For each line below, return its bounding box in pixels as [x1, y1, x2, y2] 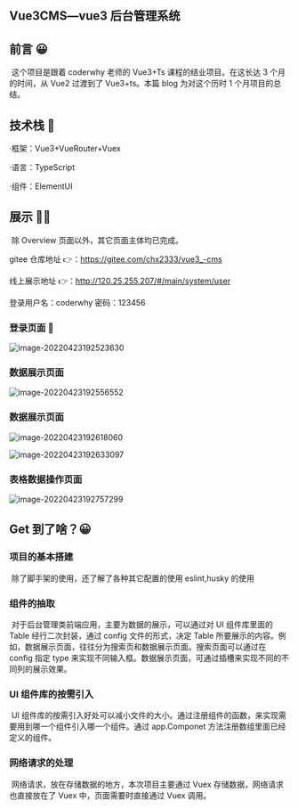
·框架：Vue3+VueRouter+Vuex [9, 143, 122, 154]
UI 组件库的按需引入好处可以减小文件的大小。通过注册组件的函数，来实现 [11, 710, 279, 721]
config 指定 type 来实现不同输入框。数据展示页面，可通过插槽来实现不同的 [9, 653, 282, 663]
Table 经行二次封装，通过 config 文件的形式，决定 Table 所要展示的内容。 [9, 631, 278, 641]
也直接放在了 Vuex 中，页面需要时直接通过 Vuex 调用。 [9, 789, 212, 800]
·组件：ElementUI [9, 181, 73, 192]
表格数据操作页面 [9, 473, 83, 486]
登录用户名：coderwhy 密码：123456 [9, 297, 146, 307]
